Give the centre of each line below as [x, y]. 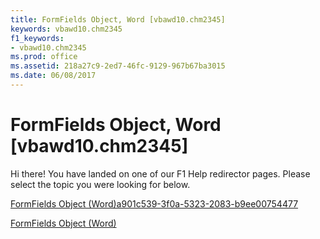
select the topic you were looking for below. [100, 184]
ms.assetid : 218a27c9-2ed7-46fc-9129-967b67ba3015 [118, 66]
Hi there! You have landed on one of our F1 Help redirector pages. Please [160, 173]
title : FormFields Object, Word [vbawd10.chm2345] [118, 19]
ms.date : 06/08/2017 [53, 76]
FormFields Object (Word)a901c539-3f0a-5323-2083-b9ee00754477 [154, 203]
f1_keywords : [37, 38]
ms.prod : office [44, 57]
